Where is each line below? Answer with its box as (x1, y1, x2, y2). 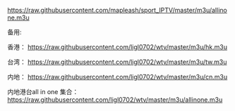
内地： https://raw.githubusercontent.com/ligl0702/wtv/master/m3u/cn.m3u (7, 73, 228, 81)
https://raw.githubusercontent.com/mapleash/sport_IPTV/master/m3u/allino (7, 6, 227, 14)
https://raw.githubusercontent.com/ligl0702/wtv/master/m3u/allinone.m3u (7, 96, 223, 104)
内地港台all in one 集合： (7, 88, 79, 96)
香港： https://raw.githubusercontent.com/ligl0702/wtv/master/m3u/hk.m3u (7, 43, 228, 51)
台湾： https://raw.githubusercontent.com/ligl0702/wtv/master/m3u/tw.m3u (7, 58, 227, 66)
